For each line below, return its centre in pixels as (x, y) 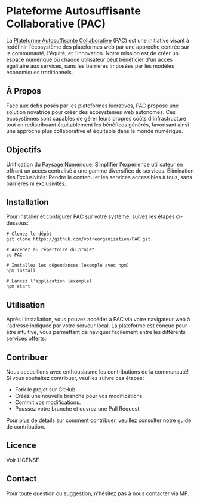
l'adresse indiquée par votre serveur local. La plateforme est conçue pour (97, 326)
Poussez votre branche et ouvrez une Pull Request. (78, 409)
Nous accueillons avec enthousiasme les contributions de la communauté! (98, 372)
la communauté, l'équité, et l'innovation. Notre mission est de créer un (93, 53)
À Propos (24, 91)
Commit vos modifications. (48, 402)
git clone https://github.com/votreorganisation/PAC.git (79, 239)
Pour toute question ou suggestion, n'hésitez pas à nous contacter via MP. (98, 493)
